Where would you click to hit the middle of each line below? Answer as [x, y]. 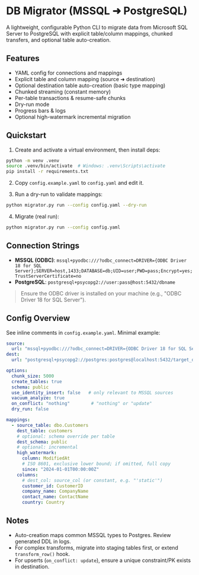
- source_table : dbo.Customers [50, 425]
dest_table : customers [45, 431]
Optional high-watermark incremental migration [73, 117]
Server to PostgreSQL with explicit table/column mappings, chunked [89, 33]
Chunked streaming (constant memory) [63, 91]
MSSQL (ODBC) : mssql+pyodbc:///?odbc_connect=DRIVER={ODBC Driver [101, 260]
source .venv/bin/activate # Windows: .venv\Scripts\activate [86, 166]
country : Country [43, 502]
